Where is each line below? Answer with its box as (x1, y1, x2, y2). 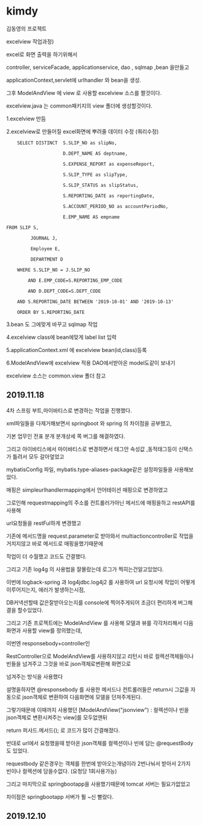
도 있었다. (6, 747, 29, 754)
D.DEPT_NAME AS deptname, (63, 150, 128, 157)
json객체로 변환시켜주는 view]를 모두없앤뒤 (6, 714, 108, 721)
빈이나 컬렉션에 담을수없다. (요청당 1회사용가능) (6, 767, 118, 775)
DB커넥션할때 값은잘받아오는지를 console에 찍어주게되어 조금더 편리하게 (6, 599, 177, 606)
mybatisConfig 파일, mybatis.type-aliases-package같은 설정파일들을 (6, 466, 173, 473)
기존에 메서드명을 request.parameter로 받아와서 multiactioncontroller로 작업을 (6, 532, 194, 540)
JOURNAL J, (30, 235, 58, 241)
